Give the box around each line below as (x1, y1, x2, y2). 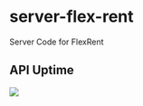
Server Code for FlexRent (9, 36, 104, 47)
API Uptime (9, 63, 74, 78)
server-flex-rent (9, 6, 134, 27)
